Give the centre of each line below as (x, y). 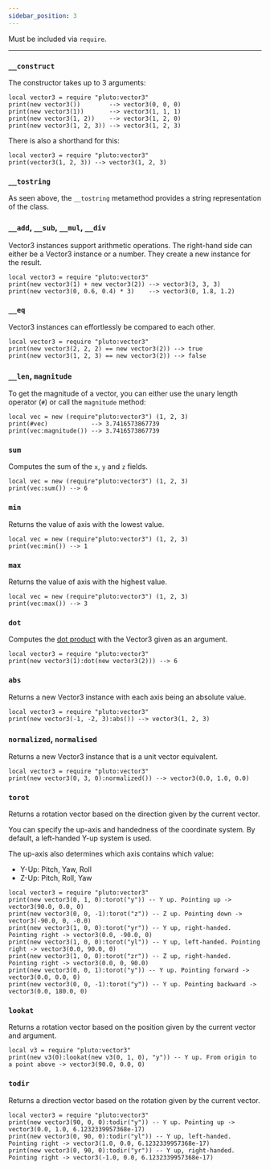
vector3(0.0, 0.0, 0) (45, 977)
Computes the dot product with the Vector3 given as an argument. (118, 639)
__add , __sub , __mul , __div (57, 228)
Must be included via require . (57, 39)
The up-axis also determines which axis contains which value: (111, 854)
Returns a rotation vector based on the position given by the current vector (132, 1027)
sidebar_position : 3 (43, 16)
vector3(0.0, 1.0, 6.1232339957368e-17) (77, 1129)
